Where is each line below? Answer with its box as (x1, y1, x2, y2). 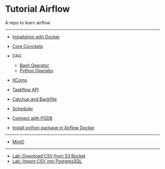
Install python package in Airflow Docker (12, 124, 95, 131)
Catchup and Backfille (12, 96, 57, 102)
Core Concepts (12, 43, 43, 49)
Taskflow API (12, 86, 39, 92)
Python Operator (19, 67, 54, 73)
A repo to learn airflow (5, 20, 51, 26)
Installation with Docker (12, 33, 60, 40)
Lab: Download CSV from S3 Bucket (12, 153, 86, 159)
